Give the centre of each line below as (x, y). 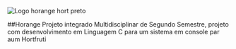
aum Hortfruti (27, 39)
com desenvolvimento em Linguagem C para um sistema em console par (114, 32)
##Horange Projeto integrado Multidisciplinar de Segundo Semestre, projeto (118, 24)
